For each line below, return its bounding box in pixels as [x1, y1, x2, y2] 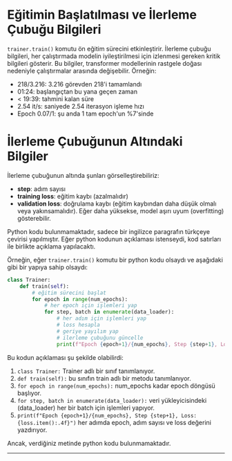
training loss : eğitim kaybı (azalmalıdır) [17, 192, 129, 200]
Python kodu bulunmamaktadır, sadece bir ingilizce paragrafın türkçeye [7, 227, 211, 235]
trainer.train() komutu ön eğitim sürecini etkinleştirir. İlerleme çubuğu [7, 44, 212, 53]
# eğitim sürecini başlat [32, 289, 107, 296]
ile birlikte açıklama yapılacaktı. [7, 242, 96, 251]
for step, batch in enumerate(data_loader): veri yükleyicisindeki [17, 396, 207, 404]
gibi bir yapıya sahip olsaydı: [7, 263, 88, 271]
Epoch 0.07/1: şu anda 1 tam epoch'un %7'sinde [17, 109, 154, 118]
